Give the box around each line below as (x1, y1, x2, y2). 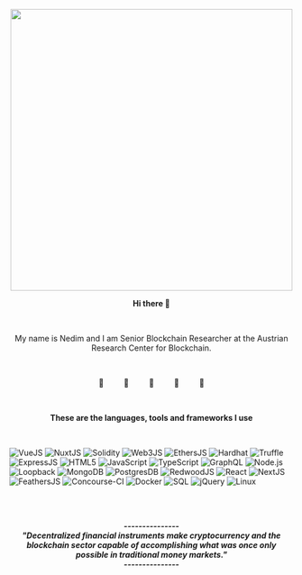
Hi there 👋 (133, 298, 170, 308)
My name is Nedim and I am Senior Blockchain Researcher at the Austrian (14, 333, 288, 343)
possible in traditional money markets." (75, 550, 228, 560)
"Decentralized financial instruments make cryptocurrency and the (22, 530, 281, 541)
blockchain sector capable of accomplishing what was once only (26, 540, 277, 550)
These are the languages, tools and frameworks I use (50, 413, 253, 423)
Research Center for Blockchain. (91, 342, 212, 353)
